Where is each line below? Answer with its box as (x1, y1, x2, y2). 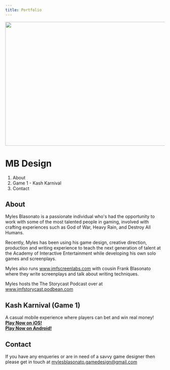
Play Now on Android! (5, 325, 52, 331)
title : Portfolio (5, 7, 42, 13)
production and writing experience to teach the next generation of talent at (5, 245, 161, 251)
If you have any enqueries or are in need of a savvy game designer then (5, 354, 155, 359)
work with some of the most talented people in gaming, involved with (5, 219, 149, 225)
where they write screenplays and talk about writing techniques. (5, 271, 139, 277)
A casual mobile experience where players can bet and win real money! (5, 315, 154, 321)
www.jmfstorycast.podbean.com (5, 286, 73, 292)
